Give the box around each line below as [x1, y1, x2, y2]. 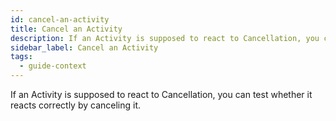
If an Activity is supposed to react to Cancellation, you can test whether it [10, 89, 313, 100]
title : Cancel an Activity [10, 24, 123, 34]
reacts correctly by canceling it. [10, 99, 142, 111]
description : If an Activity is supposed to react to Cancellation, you [10, 33, 320, 43]
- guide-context [19, 61, 87, 71]
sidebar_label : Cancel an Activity [10, 42, 159, 53]
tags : [10, 52, 33, 62]
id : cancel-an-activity [10, 14, 110, 25]
